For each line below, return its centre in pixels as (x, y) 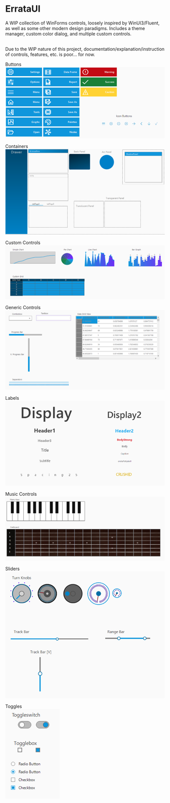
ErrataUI (23, 9)
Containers (17, 146)
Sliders (13, 569)
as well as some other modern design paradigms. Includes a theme (75, 28)
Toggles (14, 706)
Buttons (13, 64)
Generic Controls (23, 308)
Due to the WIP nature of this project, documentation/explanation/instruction (85, 49)
